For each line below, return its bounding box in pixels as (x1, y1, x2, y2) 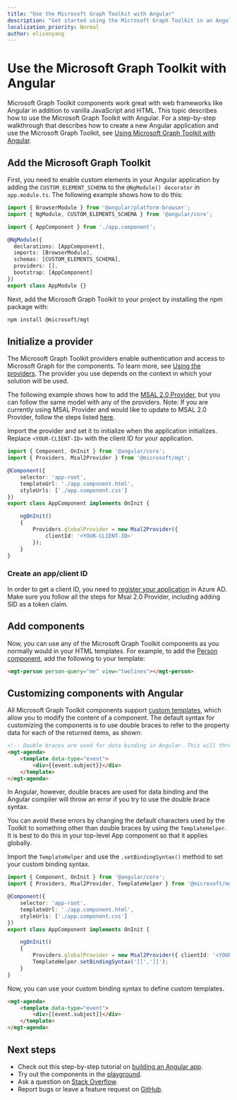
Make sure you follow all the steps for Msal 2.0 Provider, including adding (7, 592, 221, 601)
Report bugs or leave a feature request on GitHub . (17, 1084, 164, 1093)
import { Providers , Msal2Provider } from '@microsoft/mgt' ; (7, 455, 191, 462)
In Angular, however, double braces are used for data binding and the (7, 788, 209, 796)
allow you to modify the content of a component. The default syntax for (7, 714, 215, 722)
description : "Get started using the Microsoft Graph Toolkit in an (7, 17, 213, 24)
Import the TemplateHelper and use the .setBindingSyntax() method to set (7, 852, 224, 861)
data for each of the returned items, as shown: (7, 729, 142, 737)
